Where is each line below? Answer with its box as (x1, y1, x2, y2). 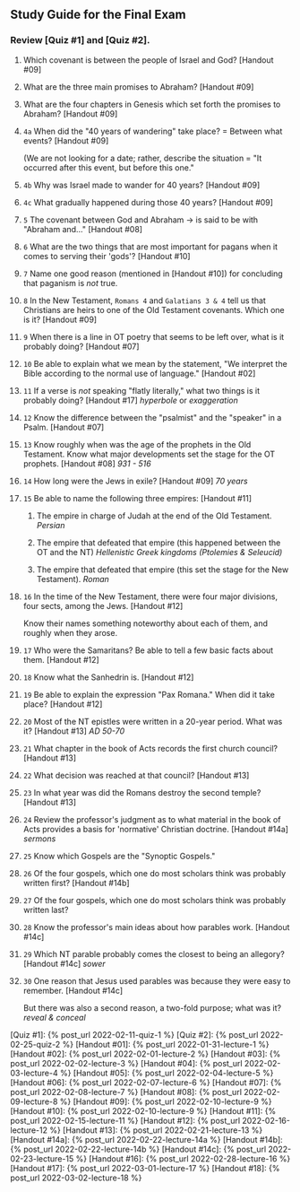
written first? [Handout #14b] (22, 877, 130, 888)
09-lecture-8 (10, 1096, 58, 1107)
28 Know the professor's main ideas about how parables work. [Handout (22, 921, 290, 932)
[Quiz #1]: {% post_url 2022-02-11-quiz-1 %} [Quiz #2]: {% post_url (10, 1029, 259, 1040)
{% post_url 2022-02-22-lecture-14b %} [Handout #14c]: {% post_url (10, 1144, 267, 1154)
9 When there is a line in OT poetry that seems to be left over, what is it (22, 331, 285, 342)
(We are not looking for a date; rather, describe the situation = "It (22, 152, 262, 163)
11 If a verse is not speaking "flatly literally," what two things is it (22, 385, 261, 396)
